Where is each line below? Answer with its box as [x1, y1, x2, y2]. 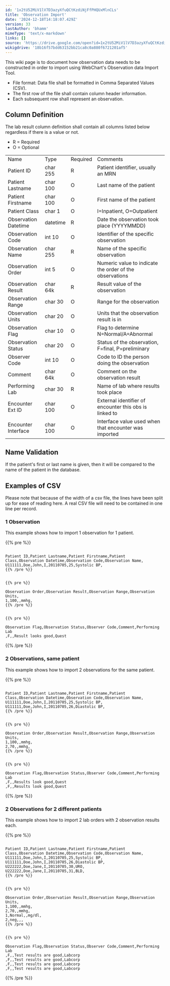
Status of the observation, [97, 339, 159, 346]
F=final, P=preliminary [97, 345, 150, 352]
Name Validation [5, 448, 59, 457]
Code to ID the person [97, 353, 150, 360]
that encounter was [97, 424, 143, 431]
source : [5, 41, 22, 46]
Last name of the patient [97, 182, 155, 189]
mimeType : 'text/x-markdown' [5, 31, 67, 36]
